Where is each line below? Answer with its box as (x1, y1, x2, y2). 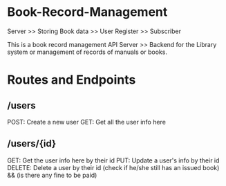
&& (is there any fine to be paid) (7, 171, 97, 179)
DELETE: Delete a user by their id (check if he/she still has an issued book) (7, 163, 220, 171)
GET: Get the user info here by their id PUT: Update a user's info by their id (7, 156, 220, 165)
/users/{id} (7, 138, 57, 149)
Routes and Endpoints (7, 72, 136, 88)
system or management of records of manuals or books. (7, 48, 168, 56)
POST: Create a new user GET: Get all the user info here (7, 118, 166, 126)
